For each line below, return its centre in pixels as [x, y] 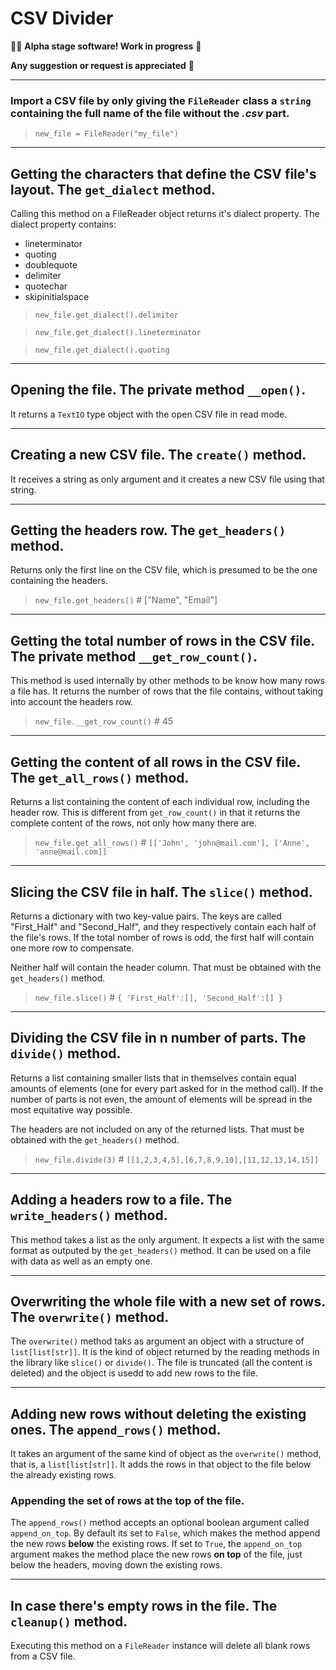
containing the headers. [59, 581]
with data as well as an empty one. [81, 1261]
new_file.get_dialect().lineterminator [118, 333]
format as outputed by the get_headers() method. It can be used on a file [161, 1250]
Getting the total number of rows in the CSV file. [162, 640]
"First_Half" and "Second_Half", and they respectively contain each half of [163, 926]
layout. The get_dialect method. [113, 189]
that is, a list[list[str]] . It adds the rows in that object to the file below [161, 1464]
